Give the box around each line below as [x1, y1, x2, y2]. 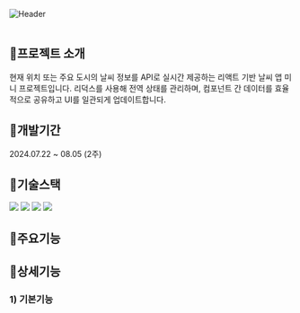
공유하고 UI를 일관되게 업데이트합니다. [32, 94, 166, 105]
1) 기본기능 [9, 293, 54, 306]
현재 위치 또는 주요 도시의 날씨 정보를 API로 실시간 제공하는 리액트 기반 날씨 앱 [9, 72, 283, 83]
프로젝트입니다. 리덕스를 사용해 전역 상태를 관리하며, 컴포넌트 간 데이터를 [18, 83, 273, 93]
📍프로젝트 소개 [9, 46, 85, 62]
